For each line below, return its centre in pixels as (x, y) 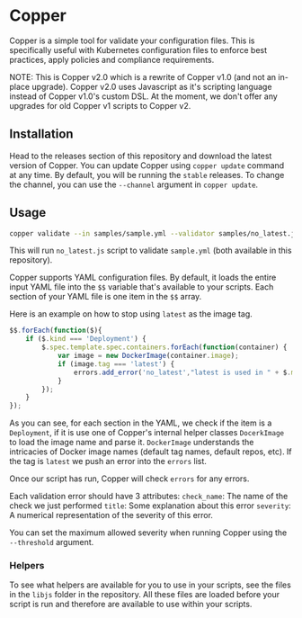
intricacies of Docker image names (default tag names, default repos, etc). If (151, 452)
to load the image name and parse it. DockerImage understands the (132, 443)
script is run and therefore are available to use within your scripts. (131, 605)
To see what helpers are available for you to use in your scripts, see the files (151, 585)
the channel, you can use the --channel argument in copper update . (134, 184)
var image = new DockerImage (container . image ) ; (148, 356)
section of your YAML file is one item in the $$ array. (106, 297)
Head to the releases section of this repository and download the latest (141, 156)
